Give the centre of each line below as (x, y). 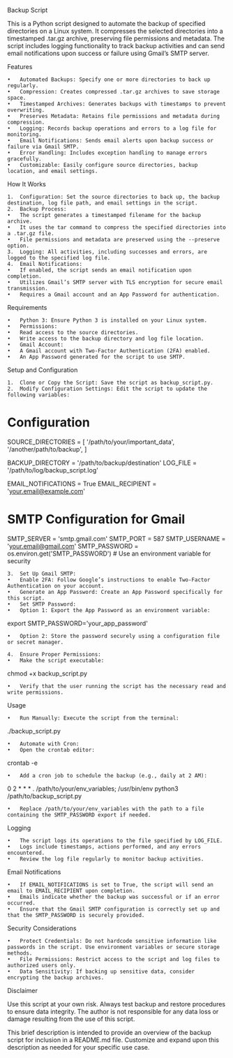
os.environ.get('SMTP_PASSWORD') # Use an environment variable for (109, 553)
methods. (20, 953)
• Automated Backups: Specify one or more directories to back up (109, 80)
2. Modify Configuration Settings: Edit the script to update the (107, 389)
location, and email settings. (53, 171)
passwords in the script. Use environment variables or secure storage (113, 947)
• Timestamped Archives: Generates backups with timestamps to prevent (117, 104)
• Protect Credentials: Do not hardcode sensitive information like (112, 941)
